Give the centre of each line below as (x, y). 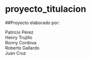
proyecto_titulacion (46, 9)
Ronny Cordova (21, 42)
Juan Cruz (15, 53)
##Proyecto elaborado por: (32, 23)
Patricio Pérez (19, 32)
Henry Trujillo (19, 37)
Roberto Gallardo (22, 48)
